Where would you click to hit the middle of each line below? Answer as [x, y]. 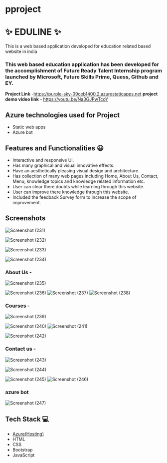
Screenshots [25, 218]
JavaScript [23, 455]
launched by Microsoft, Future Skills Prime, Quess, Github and [82, 77]
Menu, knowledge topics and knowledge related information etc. [79, 181]
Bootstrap [22, 450]
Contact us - [21, 349]
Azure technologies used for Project [63, 115]
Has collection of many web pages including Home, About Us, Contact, [85, 176]
